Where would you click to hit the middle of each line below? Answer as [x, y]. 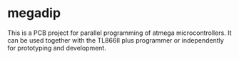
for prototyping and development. [57, 48]
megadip [34, 13]
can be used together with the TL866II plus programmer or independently [116, 40]
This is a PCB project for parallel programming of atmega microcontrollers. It [119, 33]
